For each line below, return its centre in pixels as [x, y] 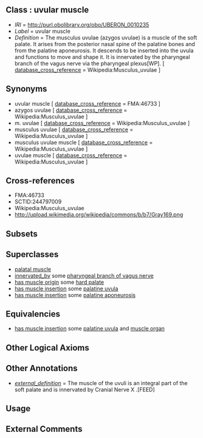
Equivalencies [33, 314]
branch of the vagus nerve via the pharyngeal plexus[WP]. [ [89, 63]
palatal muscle [33, 269]
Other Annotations [42, 368]
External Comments [44, 429]
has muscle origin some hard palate [59, 282]
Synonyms [26, 89]
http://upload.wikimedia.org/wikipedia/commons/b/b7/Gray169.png [99, 214]
